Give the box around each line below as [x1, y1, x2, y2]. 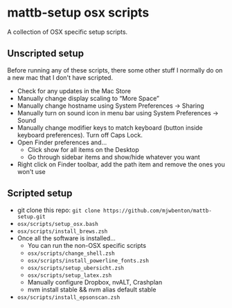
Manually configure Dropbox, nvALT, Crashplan [27, 278, 163, 286]
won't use [17, 167, 46, 175]
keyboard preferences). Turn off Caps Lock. [17, 131, 143, 139]
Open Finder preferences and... [17, 138, 107, 146]
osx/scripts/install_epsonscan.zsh [17, 293, 121, 301]
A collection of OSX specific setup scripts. [7, 28, 128, 36]
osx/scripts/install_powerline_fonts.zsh [27, 257, 149, 264]
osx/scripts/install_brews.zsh [17, 228, 108, 235]
